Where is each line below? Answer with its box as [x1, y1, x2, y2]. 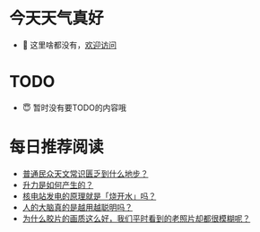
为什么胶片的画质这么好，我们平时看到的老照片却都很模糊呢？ [22, 212, 251, 224]
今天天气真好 [9, 8, 105, 29]
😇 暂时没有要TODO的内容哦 [22, 102, 127, 113]
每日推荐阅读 [9, 137, 105, 158]
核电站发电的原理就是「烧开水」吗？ [22, 190, 157, 202]
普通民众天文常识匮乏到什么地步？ [22, 168, 149, 179]
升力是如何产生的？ [22, 179, 94, 190]
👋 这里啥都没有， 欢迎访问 [22, 39, 117, 50]
